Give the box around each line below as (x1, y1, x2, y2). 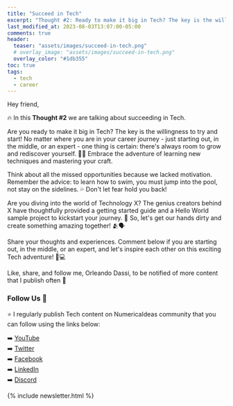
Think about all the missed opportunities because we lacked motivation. (7, 171, 213, 179)
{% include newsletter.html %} (7, 391, 95, 400)
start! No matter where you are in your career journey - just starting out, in (7, 135, 219, 143)
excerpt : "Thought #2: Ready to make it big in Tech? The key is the (7, 17, 213, 24)
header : (7, 36, 30, 43)
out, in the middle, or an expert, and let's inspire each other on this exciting (7, 245, 222, 253)
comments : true (7, 29, 51, 37)
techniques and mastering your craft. (7, 157, 113, 165)
